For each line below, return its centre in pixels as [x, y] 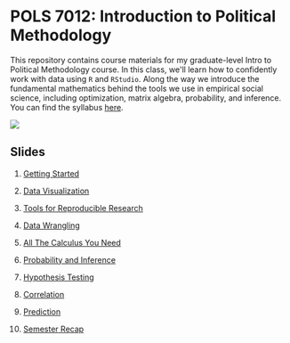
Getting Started [51, 173]
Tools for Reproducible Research [83, 208]
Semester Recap [53, 329]
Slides [28, 152]
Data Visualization [56, 191]
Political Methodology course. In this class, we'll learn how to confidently [144, 69]
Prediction [42, 311]
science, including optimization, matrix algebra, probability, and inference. [146, 98]
